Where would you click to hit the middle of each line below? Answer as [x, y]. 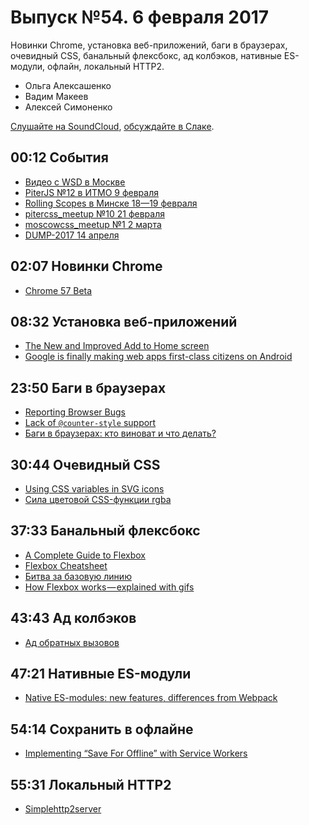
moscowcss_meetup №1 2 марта [93, 224]
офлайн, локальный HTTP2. [106, 66]
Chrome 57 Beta [58, 290]
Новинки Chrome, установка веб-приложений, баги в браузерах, [149, 45]
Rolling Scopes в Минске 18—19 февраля [111, 203]
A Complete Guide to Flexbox [85, 555]
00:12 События [59, 157]
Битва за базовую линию [78, 576]
